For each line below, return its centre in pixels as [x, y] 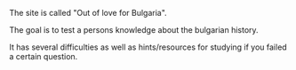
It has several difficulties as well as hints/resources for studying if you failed [148, 47]
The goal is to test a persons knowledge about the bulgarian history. [134, 30]
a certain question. [44, 56]
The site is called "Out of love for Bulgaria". [88, 13]
